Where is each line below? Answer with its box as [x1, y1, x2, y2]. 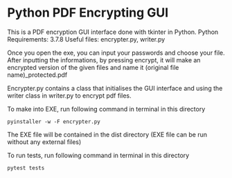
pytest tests [7, 164, 45, 171]
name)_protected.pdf [7, 71, 68, 79]
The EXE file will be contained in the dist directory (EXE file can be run [7, 130, 208, 139]
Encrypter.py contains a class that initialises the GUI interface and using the [7, 84, 223, 92]
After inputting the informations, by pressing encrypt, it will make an [7, 55, 201, 64]
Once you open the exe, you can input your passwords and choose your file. [7, 48, 225, 57]
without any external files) [7, 137, 82, 146]
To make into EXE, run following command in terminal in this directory [7, 105, 206, 113]
